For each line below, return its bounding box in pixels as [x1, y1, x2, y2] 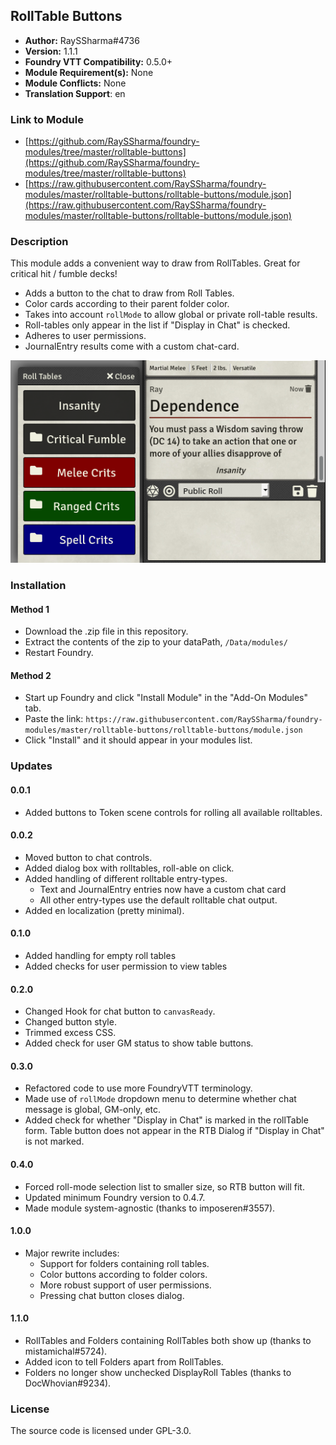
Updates [10, 759, 53, 773]
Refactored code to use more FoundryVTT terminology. [24, 1082, 253, 1094]
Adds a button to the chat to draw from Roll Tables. [24, 287, 235, 299]
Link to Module [10, 112, 84, 126]
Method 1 [10, 603, 50, 615]
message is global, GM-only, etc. [24, 1104, 162, 1116]
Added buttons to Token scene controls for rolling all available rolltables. [24, 806, 323, 818]
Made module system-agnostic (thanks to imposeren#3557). [24, 1202, 276, 1214]
